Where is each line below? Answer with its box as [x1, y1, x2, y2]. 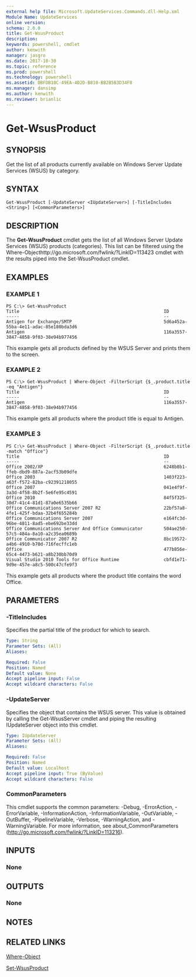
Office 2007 [6, 484, 35, 490]
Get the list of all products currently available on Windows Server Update [6, 160, 183, 168]
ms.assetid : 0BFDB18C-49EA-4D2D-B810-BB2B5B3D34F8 [6, 80, 133, 86]
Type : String [6, 638, 38, 644]
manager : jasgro [6, 52, 46, 58]
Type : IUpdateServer [6, 732, 57, 738]
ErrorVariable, [6, 810, 40, 817]
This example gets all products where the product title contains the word [6, 572, 182, 579]
